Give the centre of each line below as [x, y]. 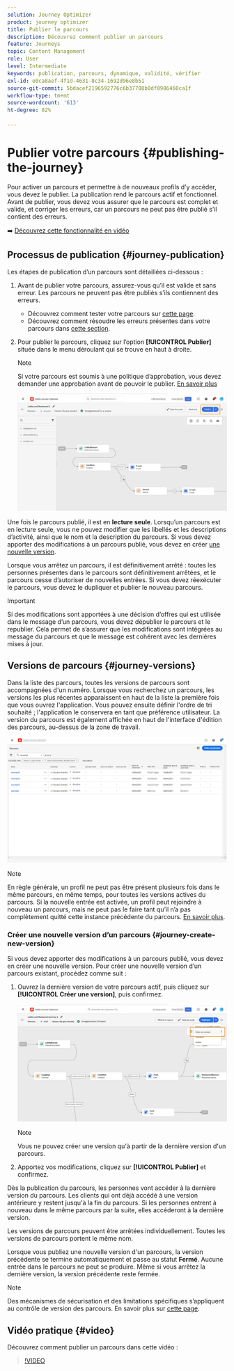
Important [21, 601]
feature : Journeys [34, 44]
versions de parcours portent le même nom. [70, 1239]
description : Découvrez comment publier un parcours [85, 37]
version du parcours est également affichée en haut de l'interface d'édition [115, 719]
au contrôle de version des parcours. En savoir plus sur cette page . [103, 1308]
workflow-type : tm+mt [39, 95]
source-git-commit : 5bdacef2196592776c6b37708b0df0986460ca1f [99, 88]
